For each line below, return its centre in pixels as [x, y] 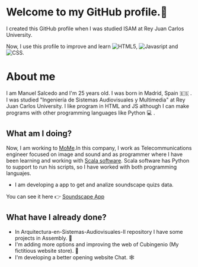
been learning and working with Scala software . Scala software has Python [98, 160]
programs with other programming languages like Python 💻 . [81, 113]
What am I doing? [39, 134]
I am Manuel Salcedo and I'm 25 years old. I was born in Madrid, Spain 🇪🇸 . [99, 93]
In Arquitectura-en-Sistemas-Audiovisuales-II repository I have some [99, 231]
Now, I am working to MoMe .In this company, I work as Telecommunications [99, 148]
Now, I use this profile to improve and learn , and [92, 46]
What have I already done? [56, 217]
